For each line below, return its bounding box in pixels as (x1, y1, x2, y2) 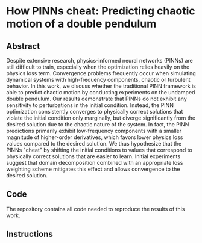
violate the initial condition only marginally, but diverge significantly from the (6, 114, 196, 121)
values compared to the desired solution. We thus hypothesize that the (6, 140, 182, 147)
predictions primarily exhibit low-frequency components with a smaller (6, 128, 182, 134)
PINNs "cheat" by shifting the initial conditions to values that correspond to (6, 146, 193, 153)
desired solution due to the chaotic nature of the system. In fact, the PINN (6, 121, 189, 128)
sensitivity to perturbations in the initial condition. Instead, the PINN (6, 102, 174, 109)
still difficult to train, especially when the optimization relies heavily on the (6, 63, 190, 70)
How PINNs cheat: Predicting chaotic (6, 4, 195, 18)
